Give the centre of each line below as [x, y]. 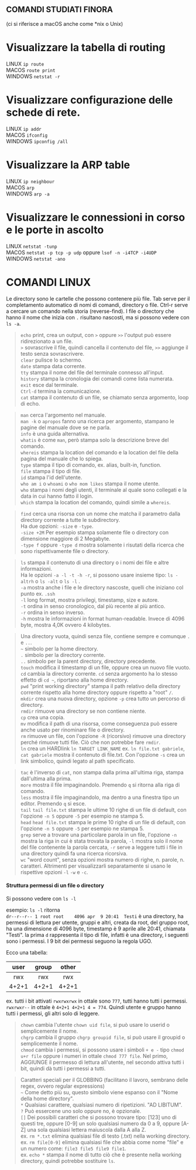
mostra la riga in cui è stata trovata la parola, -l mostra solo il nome [102, 841]
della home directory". [47, 1098]
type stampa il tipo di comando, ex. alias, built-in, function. [91, 465]
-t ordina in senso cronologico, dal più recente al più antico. [93, 606]
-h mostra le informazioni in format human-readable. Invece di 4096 [102, 618]
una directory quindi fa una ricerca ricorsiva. [74, 853]
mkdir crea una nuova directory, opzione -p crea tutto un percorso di [103, 699]
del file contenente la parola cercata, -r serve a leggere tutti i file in [101, 847]
